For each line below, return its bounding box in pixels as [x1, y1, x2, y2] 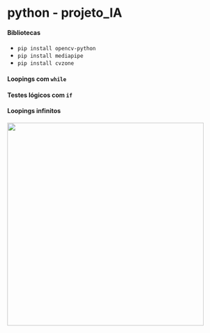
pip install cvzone [17, 60, 75, 67]
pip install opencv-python [17, 45, 96, 52]
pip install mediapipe [17, 52, 84, 60]
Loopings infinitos [7, 107, 61, 115]
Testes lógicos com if [7, 91, 73, 99]
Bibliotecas [7, 28, 40, 36]
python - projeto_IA [7, 5, 123, 21]
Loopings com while [7, 75, 67, 83]
